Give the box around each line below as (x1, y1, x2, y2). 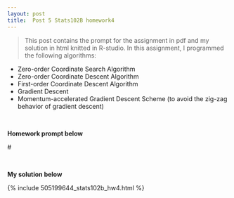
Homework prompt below (7, 129, 83, 138)
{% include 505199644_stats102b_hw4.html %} (7, 183, 145, 192)
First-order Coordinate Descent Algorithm (17, 79, 138, 88)
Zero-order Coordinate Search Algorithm (17, 65, 136, 73)
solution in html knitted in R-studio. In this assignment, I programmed (24, 44, 224, 52)
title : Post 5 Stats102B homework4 (7, 17, 115, 24)
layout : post (7, 10, 46, 18)
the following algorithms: (24, 51, 97, 60)
